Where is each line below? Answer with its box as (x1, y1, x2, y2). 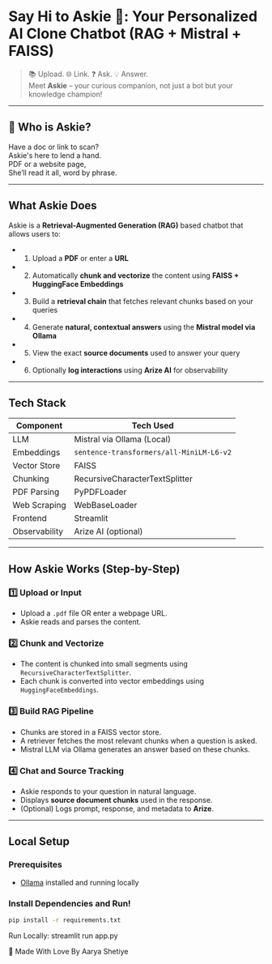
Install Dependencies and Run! (8, 898, 131, 909)
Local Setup (8, 834, 70, 849)
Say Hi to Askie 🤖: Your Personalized (8, 7, 257, 26)
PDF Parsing (12, 486, 60, 497)
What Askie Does (8, 198, 97, 213)
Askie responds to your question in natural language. (19, 786, 197, 796)
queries (32, 305, 58, 314)
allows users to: (8, 228, 61, 238)
